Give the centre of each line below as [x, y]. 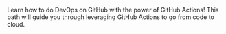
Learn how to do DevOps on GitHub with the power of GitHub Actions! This [113, 10]
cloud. [16, 24]
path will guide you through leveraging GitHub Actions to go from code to [111, 17]
